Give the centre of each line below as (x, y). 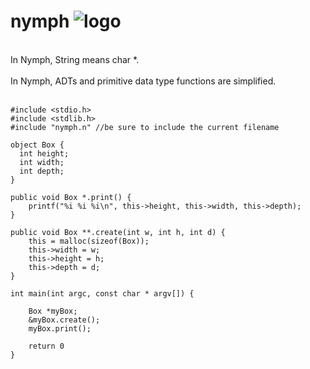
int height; (44, 153)
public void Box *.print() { (71, 197)
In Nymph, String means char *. (75, 59)
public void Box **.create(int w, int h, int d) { (118, 232)
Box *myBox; (53, 311)
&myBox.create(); (64, 320)
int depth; (42, 171)
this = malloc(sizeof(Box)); (89, 241)
